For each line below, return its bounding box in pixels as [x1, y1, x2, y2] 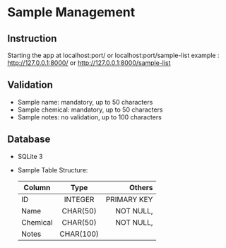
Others [129, 182, 153, 192]
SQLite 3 [17, 152, 43, 160]
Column [23, 182, 51, 192]
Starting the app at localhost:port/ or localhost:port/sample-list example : [7, 51, 220, 59]
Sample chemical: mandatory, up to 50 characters [17, 105, 163, 114]
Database [7, 134, 51, 146]
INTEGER [64, 194, 95, 204]
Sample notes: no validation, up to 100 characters [17, 112, 162, 121]
